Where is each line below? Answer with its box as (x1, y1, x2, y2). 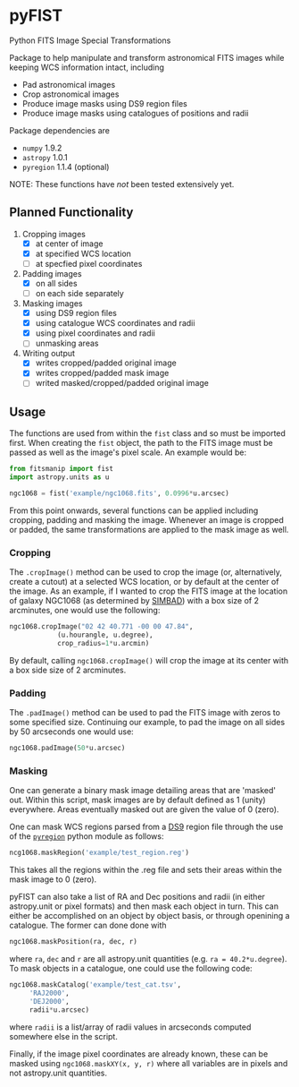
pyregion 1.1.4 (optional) (21, 161, 110, 172)
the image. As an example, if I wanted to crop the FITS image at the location (9, 586, 288, 596)
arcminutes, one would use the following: (9, 605, 161, 616)
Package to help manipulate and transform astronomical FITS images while (9, 52, 285, 63)
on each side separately (35, 288, 125, 298)
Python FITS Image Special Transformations (9, 35, 171, 46)
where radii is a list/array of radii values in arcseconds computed (9, 1022, 252, 1032)
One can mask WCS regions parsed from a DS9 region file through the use (9, 821, 284, 833)
